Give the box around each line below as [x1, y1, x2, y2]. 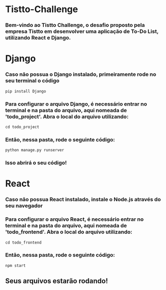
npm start [5, 263, 26, 268]
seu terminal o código [5, 77, 60, 84]
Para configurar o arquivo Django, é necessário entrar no [5, 100, 147, 107]
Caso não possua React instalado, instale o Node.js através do [5, 196, 161, 203]
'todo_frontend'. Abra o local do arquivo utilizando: [5, 228, 133, 235]
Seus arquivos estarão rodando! [5, 277, 108, 285]
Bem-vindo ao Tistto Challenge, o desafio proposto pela [5, 22, 145, 29]
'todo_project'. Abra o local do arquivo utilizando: [5, 113, 129, 120]
